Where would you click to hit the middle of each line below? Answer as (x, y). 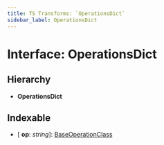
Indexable (29, 118)
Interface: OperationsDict (82, 54)
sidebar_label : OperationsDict (52, 20)
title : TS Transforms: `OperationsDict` (66, 13)
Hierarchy (29, 80)
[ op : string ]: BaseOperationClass (65, 135)
